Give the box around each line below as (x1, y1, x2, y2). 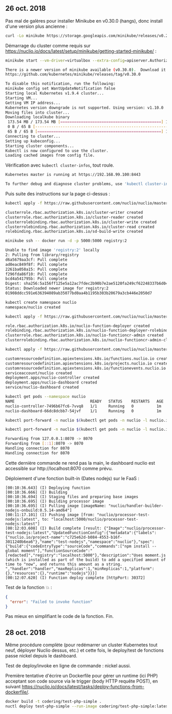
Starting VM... (5, 95, 38, 101)
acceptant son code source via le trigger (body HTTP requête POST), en (5, 678, 158, 684)
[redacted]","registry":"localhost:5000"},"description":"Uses (5, 553, 143, 558)
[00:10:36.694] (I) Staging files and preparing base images (5, 494, 139, 499)
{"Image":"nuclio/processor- (103, 525, 166, 531)
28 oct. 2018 (5, 628, 46, 637)
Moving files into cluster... (5, 110, 70, 115)
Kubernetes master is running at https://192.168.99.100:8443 (5, 172, 141, 177)
